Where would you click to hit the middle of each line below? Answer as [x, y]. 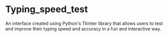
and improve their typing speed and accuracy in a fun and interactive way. [83, 28]
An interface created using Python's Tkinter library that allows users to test [84, 23]
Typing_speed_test [47, 9]
